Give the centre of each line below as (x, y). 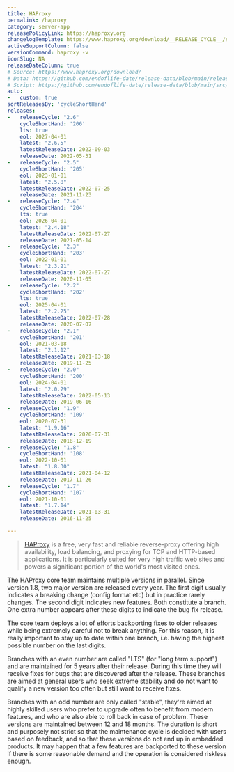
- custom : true (32, 98)
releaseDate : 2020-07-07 (56, 324)
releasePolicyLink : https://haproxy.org (67, 33)
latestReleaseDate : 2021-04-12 (65, 473)
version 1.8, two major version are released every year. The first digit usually (117, 587)
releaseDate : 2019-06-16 (56, 402)
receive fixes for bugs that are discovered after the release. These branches (116, 673)
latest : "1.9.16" (45, 428)
